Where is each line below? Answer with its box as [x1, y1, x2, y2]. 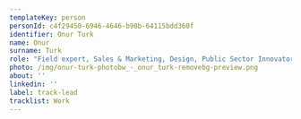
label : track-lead [9, 88, 78, 97]
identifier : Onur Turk [9, 30, 94, 38]
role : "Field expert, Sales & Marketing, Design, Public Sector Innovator [9, 55, 295, 64]
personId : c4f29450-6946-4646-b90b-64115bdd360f [9, 21, 194, 30]
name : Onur [9, 38, 50, 47]
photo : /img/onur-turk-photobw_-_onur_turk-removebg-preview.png [9, 64, 258, 72]
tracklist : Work [9, 96, 70, 106]
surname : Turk [9, 47, 63, 55]
